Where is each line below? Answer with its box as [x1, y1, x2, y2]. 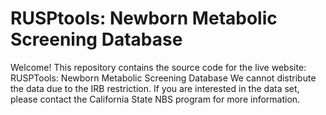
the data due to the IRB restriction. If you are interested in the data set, [10, 82, 300, 94]
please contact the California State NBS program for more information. [10, 93, 301, 105]
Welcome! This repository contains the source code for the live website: [10, 61, 307, 73]
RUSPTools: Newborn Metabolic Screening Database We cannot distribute [10, 72, 317, 84]
